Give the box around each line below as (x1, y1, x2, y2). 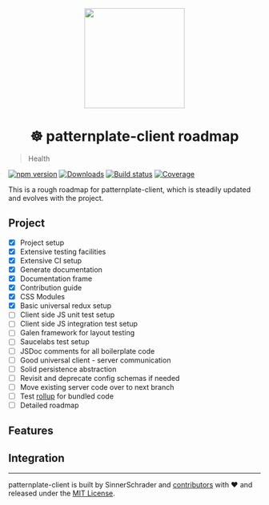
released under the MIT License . (8, 488, 115, 499)
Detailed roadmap (19, 400, 79, 410)
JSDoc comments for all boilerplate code (19, 346, 155, 355)
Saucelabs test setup (19, 337, 90, 347)
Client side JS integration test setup (19, 319, 139, 329)
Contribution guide (19, 283, 82, 293)
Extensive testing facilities (19, 246, 106, 256)
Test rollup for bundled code (19, 391, 114, 401)
